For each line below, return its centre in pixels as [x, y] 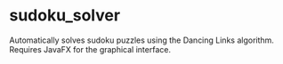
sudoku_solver [65, 16]
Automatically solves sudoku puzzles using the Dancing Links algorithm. [141, 40]
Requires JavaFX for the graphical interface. [90, 49]
